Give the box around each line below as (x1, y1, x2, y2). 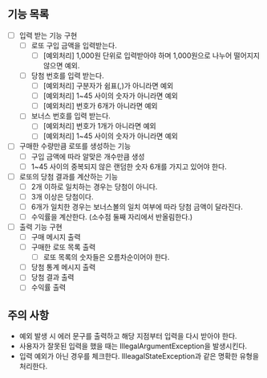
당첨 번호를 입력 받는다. (30, 71, 105, 80)
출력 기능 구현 (18, 222, 63, 232)
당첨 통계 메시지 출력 (30, 262, 96, 272)
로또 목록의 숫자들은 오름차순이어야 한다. (42, 253, 170, 262)
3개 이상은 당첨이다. (30, 191, 94, 201)
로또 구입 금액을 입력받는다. (30, 40, 117, 50)
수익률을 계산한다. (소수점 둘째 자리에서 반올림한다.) (30, 212, 193, 221)
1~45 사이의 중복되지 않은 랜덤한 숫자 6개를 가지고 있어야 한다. (30, 162, 228, 171)
